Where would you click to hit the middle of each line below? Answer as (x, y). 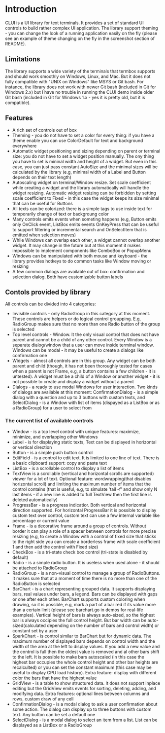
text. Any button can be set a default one (54, 714)
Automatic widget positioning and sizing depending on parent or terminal (86, 151)
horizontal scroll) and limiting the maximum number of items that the (82, 484)
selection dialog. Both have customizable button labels (67, 277)
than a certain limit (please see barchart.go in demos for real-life (78, 610)
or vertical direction (32, 447)
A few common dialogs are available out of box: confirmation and (78, 271)
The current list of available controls (49, 421)
